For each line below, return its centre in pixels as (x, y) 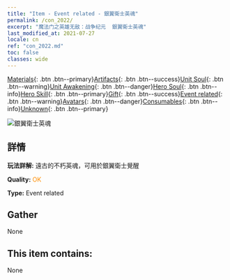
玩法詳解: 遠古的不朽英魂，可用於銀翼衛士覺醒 (73, 165)
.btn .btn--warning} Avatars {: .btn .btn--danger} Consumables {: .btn (103, 101)
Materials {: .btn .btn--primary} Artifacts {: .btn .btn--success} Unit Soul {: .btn (116, 79)
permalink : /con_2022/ (40, 20)
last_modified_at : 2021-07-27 (51, 33)
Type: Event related (36, 193)
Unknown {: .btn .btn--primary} (64, 108)
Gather (23, 215)
